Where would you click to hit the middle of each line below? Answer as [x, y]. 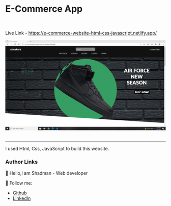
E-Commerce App [44, 9]
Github [20, 193]
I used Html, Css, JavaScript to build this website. [57, 149]
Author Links [22, 162]
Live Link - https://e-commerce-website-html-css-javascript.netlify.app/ [81, 33]
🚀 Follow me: [19, 183]
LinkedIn [22, 198]
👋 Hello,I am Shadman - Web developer [47, 173]
